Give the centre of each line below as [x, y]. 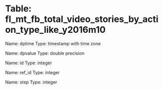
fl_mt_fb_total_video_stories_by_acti [82, 19]
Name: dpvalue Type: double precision [45, 53]
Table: [18, 9]
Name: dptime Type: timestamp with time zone [53, 43]
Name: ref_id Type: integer [32, 72]
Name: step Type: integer [31, 82]
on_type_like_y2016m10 [55, 30]
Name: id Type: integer [29, 63]
